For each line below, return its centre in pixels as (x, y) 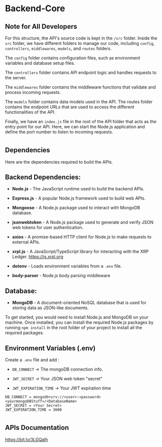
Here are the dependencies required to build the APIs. (59, 162)
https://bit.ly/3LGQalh (27, 439)
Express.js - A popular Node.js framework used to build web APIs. (79, 198)
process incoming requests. (33, 92)
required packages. (25, 333)
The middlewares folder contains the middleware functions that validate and (81, 87)
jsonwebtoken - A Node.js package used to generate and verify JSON (83, 223)
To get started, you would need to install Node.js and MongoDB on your (77, 317)
